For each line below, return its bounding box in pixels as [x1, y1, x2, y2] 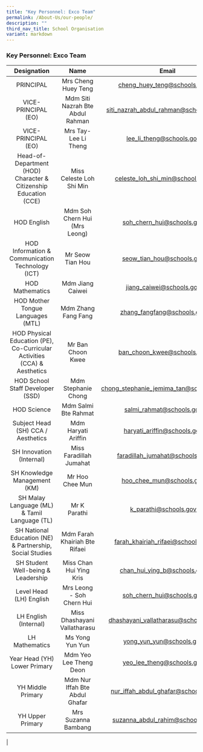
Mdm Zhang [60, 304, 95, 313]
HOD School [14, 377, 50, 385]
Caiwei [68, 287, 88, 295]
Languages [16, 312, 48, 320]
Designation [14, 67, 50, 76]
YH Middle [17, 683, 47, 692]
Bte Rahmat [61, 409, 94, 417]
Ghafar [68, 698, 88, 707]
